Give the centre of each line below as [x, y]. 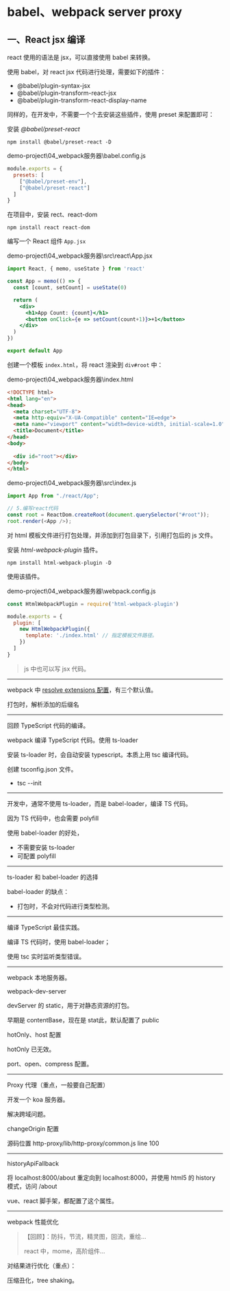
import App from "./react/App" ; [53, 496]
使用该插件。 [25, 576]
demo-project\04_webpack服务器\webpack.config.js [81, 591]
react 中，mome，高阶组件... [64, 1251]
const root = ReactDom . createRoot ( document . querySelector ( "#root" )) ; [108, 515]
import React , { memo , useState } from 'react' [76, 269]
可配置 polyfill [36, 856]
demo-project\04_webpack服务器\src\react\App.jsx [80, 256]
